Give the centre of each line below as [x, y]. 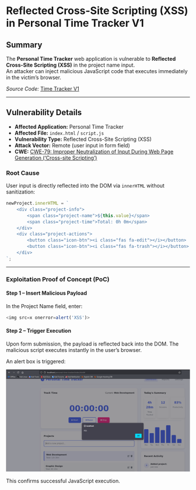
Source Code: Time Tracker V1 [43, 89]
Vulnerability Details [44, 113]
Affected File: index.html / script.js [59, 133]
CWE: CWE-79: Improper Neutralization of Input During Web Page [94, 151]
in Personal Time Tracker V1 [75, 23]
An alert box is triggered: [36, 361]
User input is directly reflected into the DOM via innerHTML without [85, 186]
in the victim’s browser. [34, 77]
